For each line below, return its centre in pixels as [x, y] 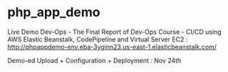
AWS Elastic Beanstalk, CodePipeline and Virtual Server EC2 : [98, 39]
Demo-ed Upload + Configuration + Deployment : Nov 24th [94, 60]
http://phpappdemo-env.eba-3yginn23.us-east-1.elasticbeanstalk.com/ [112, 47]
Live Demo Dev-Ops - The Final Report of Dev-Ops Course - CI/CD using [115, 32]
